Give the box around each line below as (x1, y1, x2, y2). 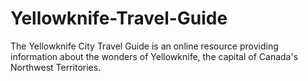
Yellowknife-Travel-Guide (10, 7, 228, 30)
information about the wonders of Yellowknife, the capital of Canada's (10, 50, 299, 62)
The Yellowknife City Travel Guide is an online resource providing (10, 40, 279, 52)
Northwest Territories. (10, 61, 102, 73)
